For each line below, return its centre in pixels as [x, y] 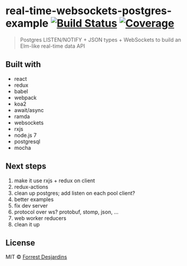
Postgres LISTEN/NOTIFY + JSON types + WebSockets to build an [100, 40]
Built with [23, 65]
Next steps [26, 166]
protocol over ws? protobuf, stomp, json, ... [66, 212]
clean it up [27, 224]
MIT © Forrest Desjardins [36, 257]
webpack [25, 97]
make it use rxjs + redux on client [55, 180]
